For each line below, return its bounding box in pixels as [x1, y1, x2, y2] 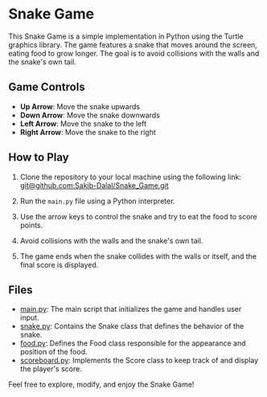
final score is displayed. [19, 260, 99, 269]
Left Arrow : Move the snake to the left [19, 118, 147, 129]
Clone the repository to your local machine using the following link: [19, 172, 242, 182]
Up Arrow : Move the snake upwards [19, 101, 141, 111]
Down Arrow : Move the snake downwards [19, 110, 161, 120]
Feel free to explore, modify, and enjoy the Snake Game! [8, 379, 195, 390]
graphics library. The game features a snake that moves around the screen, [8, 39, 257, 49]
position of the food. [19, 347, 88, 357]
